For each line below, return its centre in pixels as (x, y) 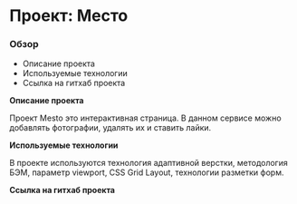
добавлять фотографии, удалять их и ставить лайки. (110, 128)
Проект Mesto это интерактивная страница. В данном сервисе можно (146, 118)
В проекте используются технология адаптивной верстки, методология (148, 163)
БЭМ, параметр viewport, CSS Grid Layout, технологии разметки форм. (147, 172)
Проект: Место (69, 16)
